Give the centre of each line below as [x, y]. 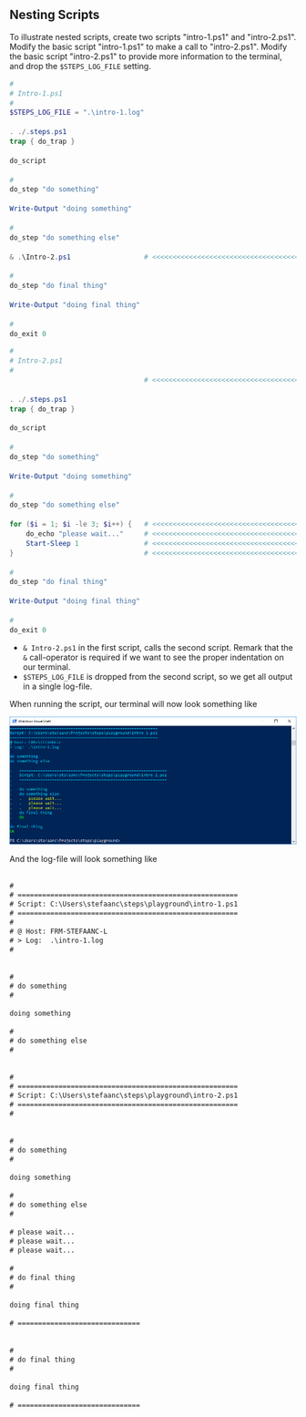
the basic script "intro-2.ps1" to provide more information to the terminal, [146, 56]
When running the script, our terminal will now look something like [133, 703]
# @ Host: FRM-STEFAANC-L [58, 932]
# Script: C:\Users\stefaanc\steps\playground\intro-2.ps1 [124, 1096]
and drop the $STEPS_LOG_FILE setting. [81, 66]
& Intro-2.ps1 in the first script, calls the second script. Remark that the [158, 647]
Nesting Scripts [55, 15]
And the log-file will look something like [83, 859]
